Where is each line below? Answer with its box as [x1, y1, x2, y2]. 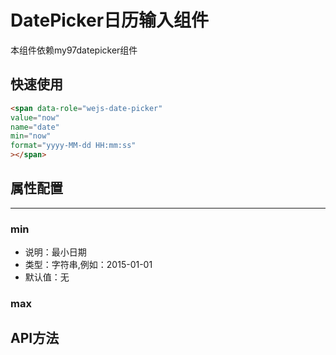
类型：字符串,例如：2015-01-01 [24, 259, 153, 271]
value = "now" [10, 112, 60, 123]
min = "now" [10, 131, 52, 141]
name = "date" [10, 122, 60, 132]
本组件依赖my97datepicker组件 [10, 44, 138, 56]
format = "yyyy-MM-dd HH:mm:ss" [10, 141, 137, 151]
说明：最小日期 [24, 246, 87, 258]
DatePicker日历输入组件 [10, 9, 210, 32]
